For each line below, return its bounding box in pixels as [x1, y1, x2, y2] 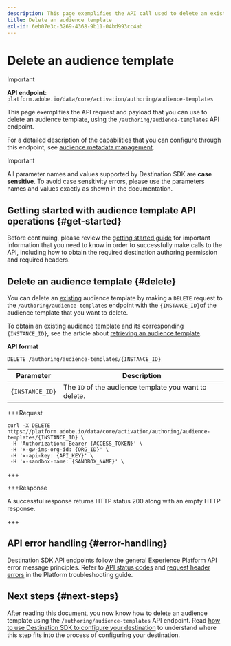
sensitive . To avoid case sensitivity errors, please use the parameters [7, 177, 205, 186]
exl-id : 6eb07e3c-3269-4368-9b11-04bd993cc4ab [7, 23, 143, 30]
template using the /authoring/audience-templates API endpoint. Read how [7, 616, 221, 624]
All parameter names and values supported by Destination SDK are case [7, 170, 212, 178]
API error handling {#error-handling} [7, 538, 168, 550]
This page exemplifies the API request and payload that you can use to [7, 108, 208, 116]
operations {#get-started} [7, 215, 122, 227]
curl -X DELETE [7, 421, 51, 429]
